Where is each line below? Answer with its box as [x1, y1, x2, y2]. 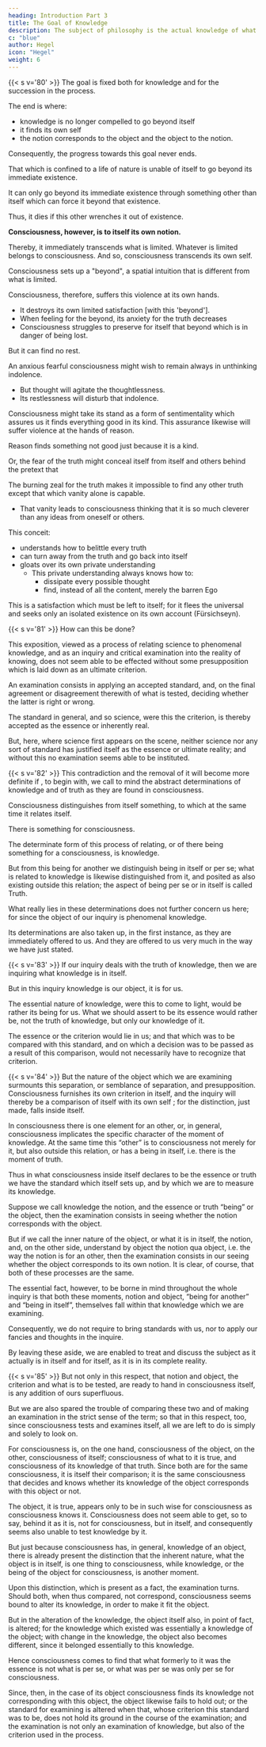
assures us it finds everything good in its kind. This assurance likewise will [8, 417, 251, 426]
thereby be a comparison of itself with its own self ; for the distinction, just [8, 1097, 251, 1106]
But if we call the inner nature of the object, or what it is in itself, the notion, [8, 1234, 253, 1244]
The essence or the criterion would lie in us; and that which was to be [8, 1031, 235, 1040]
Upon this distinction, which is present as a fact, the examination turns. [8, 1582, 240, 1593]
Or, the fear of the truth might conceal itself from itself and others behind [8, 456, 246, 466]
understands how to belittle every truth [19, 543, 147, 552]
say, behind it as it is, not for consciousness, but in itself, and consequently [8, 1518, 253, 1528]
